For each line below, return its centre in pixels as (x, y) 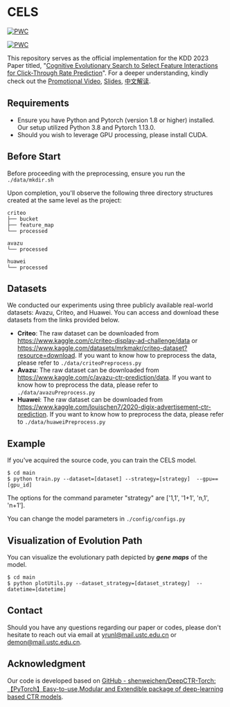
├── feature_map (30, 225)
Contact (25, 611)
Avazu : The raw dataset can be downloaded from (88, 370)
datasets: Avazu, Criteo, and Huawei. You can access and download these (113, 313)
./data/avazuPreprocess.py (56, 393)
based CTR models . (35, 697)
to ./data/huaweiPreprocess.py (61, 422)
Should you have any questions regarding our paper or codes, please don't (114, 627)
